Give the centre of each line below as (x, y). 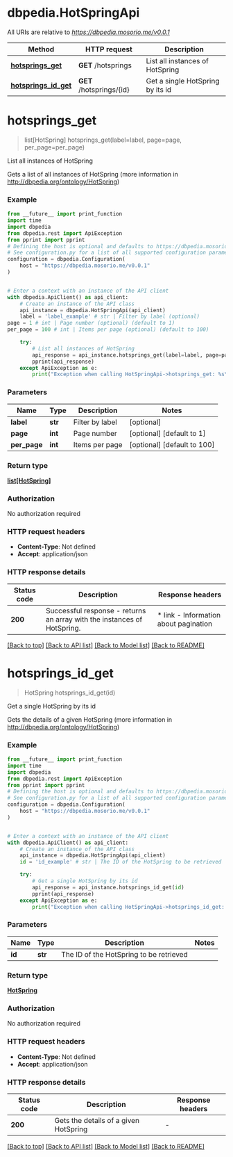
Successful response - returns (96, 610)
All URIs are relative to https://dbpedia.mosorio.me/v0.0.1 (88, 32)
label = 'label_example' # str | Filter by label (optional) (110, 317)
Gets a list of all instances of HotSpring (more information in (93, 174)
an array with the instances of (94, 619)
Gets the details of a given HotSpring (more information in (90, 719)
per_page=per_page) (54, 147)
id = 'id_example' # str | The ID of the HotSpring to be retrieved (121, 862)
